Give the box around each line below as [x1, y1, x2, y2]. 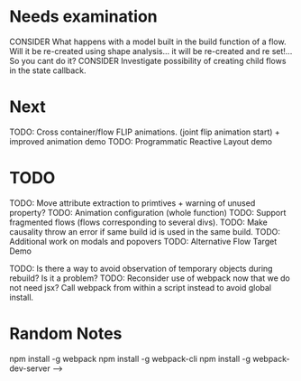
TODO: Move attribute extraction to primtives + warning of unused [9, 197, 256, 209]
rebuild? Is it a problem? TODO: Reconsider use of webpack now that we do [9, 273, 290, 283]
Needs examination [9, 6, 158, 27]
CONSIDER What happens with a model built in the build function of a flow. [9, 36, 287, 47]
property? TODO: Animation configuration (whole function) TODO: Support [9, 207, 287, 218]
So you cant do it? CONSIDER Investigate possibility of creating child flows [9, 55, 287, 66]
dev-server [9, 363, 51, 374]
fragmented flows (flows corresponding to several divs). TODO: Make [9, 217, 268, 228]
